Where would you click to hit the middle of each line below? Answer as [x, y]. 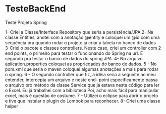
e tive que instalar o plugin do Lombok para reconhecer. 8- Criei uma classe [83, 101]
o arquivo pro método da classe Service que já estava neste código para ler [82, 85]
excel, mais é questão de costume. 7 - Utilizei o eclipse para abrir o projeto [82, 96]
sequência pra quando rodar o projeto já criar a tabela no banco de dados [81, 42]
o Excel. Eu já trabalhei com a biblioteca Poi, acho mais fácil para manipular [82, 90]
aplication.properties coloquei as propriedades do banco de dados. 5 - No [81, 64]
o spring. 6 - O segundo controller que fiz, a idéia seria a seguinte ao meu [81, 74]
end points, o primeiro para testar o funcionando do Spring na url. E [74, 53]
